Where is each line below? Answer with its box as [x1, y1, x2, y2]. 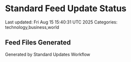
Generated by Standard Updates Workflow [5, 51, 91, 57]
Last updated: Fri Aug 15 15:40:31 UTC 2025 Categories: [5, 19, 118, 25]
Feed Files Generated [5, 39, 71, 47]
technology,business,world [5, 24, 59, 30]
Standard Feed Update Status [5, 3, 127, 14]
